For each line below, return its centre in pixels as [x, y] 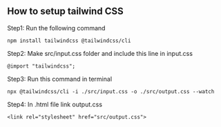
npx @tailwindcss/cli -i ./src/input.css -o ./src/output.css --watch [111, 91]
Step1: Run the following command [56, 28]
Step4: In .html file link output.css [55, 104]
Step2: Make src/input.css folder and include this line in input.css [100, 53]
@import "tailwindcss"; [41, 66]
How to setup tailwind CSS [65, 11]
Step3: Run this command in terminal [60, 79]
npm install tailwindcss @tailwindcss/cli [69, 41]
